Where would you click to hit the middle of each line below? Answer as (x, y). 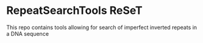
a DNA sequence (28, 33)
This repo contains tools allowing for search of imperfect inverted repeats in (101, 27)
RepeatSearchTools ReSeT (75, 11)
